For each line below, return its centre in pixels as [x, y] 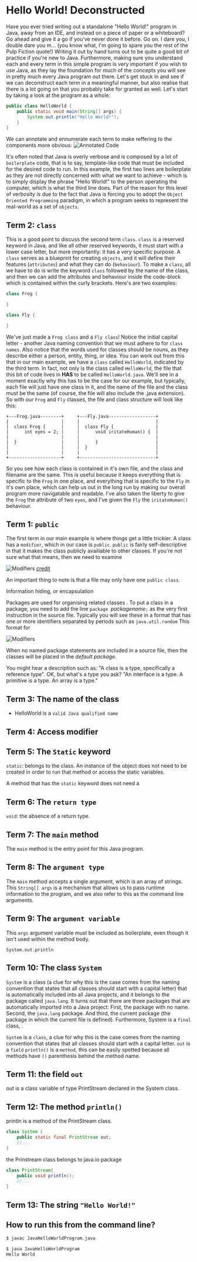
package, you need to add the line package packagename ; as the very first [97, 609]
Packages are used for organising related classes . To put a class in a [90, 602]
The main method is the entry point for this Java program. [75, 849]
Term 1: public [33, 525]
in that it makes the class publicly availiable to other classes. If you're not [94, 551]
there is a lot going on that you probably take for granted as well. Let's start [97, 89]
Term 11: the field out [45, 1074]
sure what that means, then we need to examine [64, 557]
